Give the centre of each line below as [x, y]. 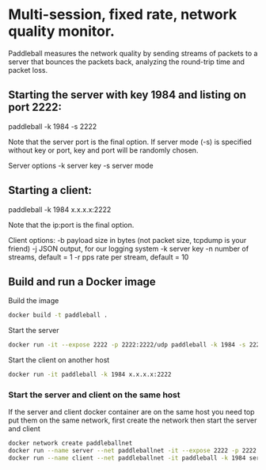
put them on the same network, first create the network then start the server [133, 420]
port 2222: [35, 107]
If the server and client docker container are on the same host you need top [131, 412]
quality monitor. [61, 31]
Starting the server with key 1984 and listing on [127, 95]
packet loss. [28, 70]
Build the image [34, 301]
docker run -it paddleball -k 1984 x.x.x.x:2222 [90, 375]
